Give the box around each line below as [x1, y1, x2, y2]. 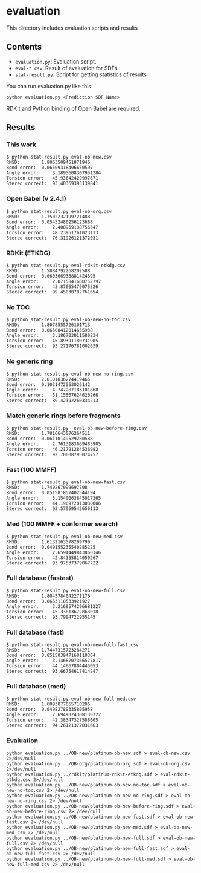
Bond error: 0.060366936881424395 [6, 273, 96, 280]
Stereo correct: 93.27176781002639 [6, 343, 98, 349]
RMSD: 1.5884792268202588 [6, 268, 91, 274]
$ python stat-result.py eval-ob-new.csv [6, 154, 112, 160]
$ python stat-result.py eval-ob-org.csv [6, 208, 112, 214]
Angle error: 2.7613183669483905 [6, 440, 101, 447]
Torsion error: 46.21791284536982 [6, 446, 98, 452]
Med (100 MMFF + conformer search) [6, 520, 118, 528]
